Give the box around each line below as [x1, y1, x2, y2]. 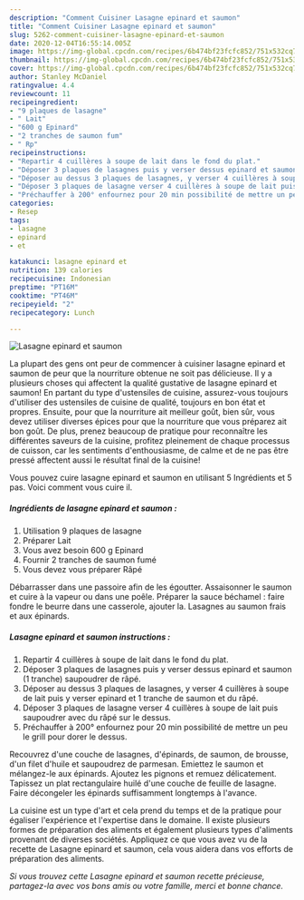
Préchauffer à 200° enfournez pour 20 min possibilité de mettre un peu [22, 722, 288, 733]
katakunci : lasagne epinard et [9, 258, 128, 267]
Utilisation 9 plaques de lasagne [22, 525, 142, 536]
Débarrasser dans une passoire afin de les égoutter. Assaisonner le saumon [9, 582, 292, 592]
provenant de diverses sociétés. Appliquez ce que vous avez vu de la [9, 834, 268, 845]
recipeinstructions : [9, 148, 88, 157]
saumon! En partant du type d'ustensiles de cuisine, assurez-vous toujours [9, 387, 289, 398]
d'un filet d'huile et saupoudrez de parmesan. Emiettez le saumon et [9, 758, 264, 769]
